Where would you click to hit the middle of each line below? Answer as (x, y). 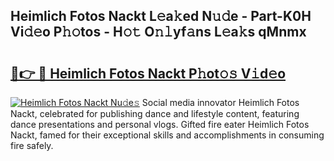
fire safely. (32, 145)
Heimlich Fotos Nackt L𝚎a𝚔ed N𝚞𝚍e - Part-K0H (161, 16)
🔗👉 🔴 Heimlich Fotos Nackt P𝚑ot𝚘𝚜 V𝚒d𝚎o (148, 73)
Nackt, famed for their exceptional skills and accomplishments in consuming (167, 135)
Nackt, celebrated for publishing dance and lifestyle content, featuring (155, 113)
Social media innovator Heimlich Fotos (220, 102)
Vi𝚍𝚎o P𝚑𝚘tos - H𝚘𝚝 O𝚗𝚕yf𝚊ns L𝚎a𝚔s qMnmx (158, 32)
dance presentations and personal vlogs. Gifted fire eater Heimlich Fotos (160, 124)
